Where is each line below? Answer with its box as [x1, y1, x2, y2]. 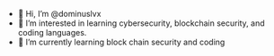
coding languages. [17, 28, 87, 37]
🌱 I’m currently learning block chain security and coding [17, 36, 225, 47]
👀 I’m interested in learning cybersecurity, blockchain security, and [17, 18, 265, 28]
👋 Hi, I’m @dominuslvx [17, 9, 102, 19]
